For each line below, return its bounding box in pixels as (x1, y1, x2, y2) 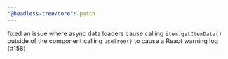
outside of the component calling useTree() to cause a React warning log (7, 36, 219, 45)
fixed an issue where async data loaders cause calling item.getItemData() (7, 29, 222, 37)
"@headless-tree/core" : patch (7, 10, 96, 17)
